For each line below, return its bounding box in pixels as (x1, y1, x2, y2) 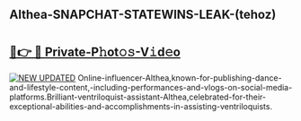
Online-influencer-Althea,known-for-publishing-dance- (77, 73, 282, 83)
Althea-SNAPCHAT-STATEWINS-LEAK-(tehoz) (9, 7, 277, 22)
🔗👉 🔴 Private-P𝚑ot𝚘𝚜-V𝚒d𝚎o (9, 44, 181, 59)
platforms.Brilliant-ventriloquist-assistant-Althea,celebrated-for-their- (9, 91, 267, 102)
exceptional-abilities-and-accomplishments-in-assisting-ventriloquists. (9, 101, 272, 111)
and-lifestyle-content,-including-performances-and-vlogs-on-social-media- (9, 82, 293, 92)
